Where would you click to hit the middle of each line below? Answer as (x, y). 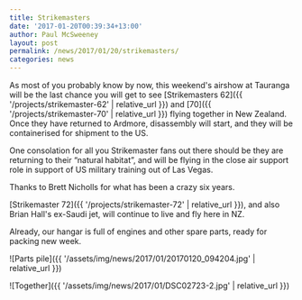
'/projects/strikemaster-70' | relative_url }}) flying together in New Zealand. (148, 114)
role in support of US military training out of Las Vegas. (111, 169)
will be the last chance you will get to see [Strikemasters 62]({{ (126, 95)
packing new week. (46, 241)
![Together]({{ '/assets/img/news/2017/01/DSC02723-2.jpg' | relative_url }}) (150, 286)
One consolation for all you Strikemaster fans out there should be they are (146, 150)
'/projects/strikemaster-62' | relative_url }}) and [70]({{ (110, 104)
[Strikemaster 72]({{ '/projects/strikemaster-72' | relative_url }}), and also (145, 205)
